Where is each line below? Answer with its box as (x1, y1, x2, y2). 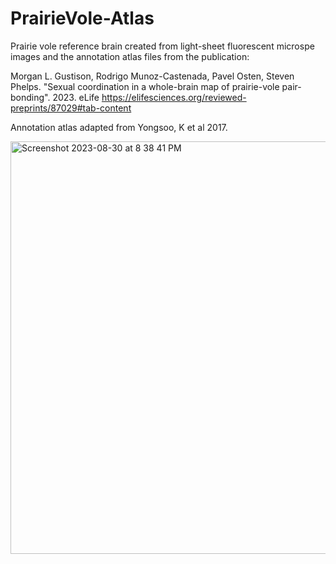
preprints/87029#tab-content (10, 102, 132, 114)
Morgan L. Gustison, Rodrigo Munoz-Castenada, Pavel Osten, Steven (10, 70, 295, 82)
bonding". (10, 91, 51, 103)
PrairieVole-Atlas (10, 7, 155, 30)
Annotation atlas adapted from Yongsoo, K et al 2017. (10, 121, 228, 133)
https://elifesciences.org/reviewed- (101, 91, 247, 103)
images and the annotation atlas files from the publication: (10, 50, 250, 62)
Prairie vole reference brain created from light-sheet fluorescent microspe (10, 40, 315, 52)
